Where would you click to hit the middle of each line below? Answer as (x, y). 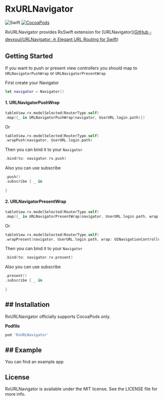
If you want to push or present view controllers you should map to (71, 68)
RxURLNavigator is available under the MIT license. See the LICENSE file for (81, 389)
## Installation (27, 305)
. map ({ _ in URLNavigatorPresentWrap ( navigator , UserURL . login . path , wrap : (83, 216)
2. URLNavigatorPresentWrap (36, 202)
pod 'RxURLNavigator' (27, 335)
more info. (15, 394)
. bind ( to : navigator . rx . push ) (36, 159)
